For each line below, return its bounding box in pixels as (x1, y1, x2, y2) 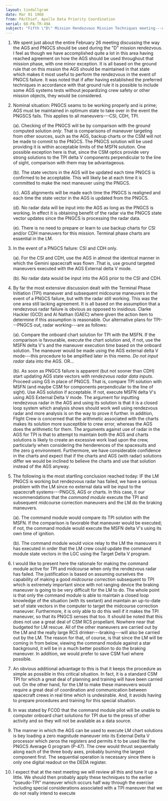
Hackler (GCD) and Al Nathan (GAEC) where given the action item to (12, 312, 154, 318)
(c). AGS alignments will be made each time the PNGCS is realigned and (12, 190, 161, 196)
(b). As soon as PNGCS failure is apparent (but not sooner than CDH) (12, 368, 155, 374)
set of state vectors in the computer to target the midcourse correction (12, 603, 159, 609)
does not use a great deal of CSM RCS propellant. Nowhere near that (12, 619, 155, 625)
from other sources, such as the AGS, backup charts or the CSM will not (12, 133, 162, 139)
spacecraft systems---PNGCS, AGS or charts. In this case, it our (12, 489, 145, 495)
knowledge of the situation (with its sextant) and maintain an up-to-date (12, 598, 161, 604)
